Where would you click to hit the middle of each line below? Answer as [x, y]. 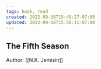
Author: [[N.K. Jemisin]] [34, 60]
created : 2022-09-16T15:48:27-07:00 [50, 17]
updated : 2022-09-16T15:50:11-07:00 [50, 22]
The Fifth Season [38, 46]
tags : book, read [27, 11]
